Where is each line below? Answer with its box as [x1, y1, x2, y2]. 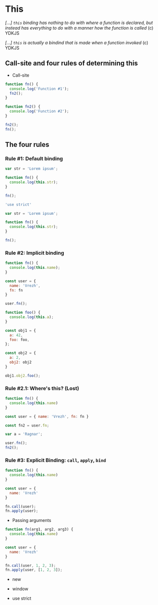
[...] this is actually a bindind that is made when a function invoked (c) [5, 39, 149, 45]
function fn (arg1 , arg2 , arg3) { [5, 527, 74, 532]
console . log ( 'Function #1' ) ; [9, 86, 69, 91]
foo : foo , [9, 337, 29, 342]
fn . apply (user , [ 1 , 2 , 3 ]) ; [5, 568, 63, 573]
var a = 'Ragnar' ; [5, 432, 43, 437]
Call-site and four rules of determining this [5, 59, 138, 67]
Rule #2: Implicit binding [5, 249, 65, 256]
